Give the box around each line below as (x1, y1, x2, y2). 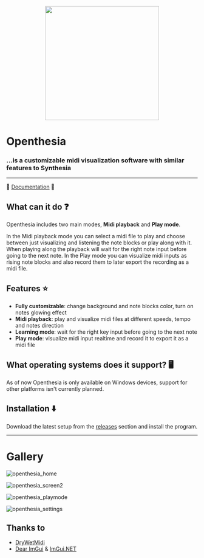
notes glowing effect (15, 309, 67, 316)
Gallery (6, 450, 44, 463)
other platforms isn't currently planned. (6, 385, 104, 392)
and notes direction (15, 322, 64, 329)
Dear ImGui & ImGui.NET (15, 545, 77, 553)
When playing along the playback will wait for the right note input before (6, 246, 187, 253)
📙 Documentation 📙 (6, 183, 55, 191)
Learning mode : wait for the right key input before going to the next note (15, 328, 197, 336)
